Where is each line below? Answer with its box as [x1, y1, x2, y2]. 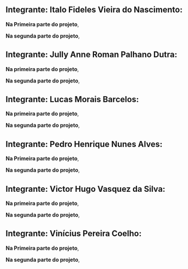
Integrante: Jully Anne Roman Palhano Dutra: [5, 50, 178, 60]
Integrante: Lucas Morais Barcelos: [5, 94, 139, 105]
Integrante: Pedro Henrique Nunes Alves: [5, 139, 163, 149]
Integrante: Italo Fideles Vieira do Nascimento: [5, 5, 183, 15]
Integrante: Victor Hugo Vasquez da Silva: [5, 184, 166, 194]
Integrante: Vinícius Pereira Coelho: [5, 228, 142, 239]
